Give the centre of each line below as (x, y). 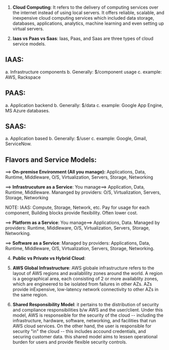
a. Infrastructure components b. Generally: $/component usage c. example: (84, 72)
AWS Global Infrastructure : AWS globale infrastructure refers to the (83, 268)
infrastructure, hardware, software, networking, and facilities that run (84, 321)
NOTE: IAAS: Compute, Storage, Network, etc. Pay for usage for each (77, 208)
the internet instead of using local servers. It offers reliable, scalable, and (88, 13)
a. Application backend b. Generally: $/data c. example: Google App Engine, (84, 105)
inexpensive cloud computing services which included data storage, (83, 18)
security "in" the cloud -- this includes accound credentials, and (79, 331)
